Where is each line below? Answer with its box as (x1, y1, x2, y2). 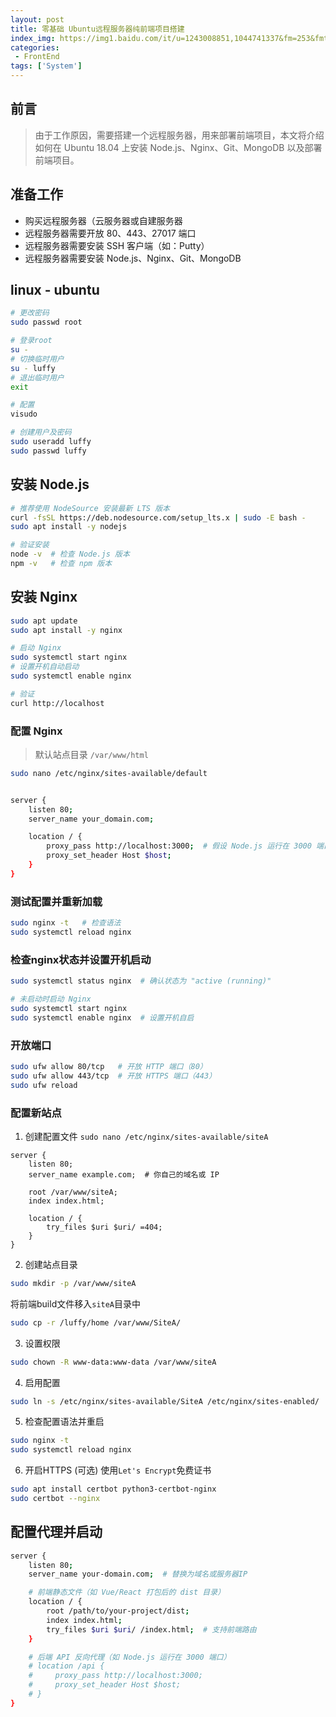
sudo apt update (10, 616, 78, 626)
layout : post (10, 14, 65, 25)
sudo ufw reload (10, 1080, 78, 1090)
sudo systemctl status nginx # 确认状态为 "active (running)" (10, 976, 272, 986)
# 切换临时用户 (10, 354, 65, 364)
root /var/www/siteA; (28, 1187, 118, 1197)
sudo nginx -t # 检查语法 (10, 918, 122, 928)
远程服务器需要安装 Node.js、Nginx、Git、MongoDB (24, 252, 242, 264)
